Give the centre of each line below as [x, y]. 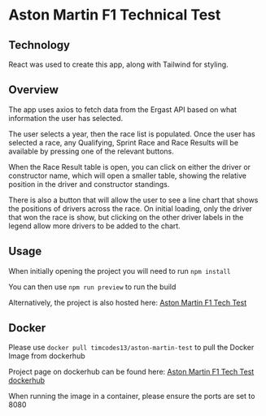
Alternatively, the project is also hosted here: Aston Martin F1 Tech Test [127, 302]
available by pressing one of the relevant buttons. [91, 151]
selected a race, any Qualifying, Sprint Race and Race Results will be [123, 142]
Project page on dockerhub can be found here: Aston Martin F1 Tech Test [131, 372]
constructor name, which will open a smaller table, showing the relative [127, 175]
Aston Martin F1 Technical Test [115, 15]
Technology [39, 45]
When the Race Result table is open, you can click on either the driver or [129, 167]
